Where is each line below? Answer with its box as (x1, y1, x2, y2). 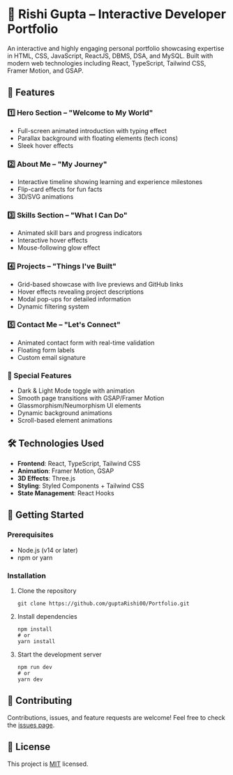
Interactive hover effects (17, 236, 89, 245)
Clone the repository (17, 586, 77, 595)
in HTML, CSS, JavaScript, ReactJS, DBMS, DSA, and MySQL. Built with (7, 52, 213, 60)
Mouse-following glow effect (17, 243, 100, 252)
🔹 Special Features (7, 370, 72, 380)
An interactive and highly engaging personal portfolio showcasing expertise (7, 44, 225, 52)
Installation (7, 571, 47, 580)
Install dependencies (17, 612, 78, 620)
